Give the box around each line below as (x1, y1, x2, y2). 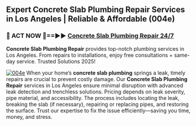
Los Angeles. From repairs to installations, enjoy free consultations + (6, 51, 173, 59)
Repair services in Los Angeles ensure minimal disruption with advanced (6, 82, 184, 89)
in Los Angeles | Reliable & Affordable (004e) (6, 14, 175, 24)
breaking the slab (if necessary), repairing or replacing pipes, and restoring (6, 101, 189, 108)
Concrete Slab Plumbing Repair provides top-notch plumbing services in (6, 45, 185, 52)
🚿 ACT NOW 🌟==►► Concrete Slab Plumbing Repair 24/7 (6, 32, 174, 40)
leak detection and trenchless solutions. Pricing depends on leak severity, (6, 88, 186, 95)
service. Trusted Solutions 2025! (17, 57, 96, 64)
